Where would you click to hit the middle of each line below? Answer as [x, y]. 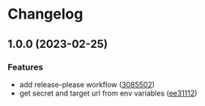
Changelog [45, 14]
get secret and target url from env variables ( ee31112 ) [108, 93]
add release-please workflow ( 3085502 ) [87, 84]
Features [26, 67]
